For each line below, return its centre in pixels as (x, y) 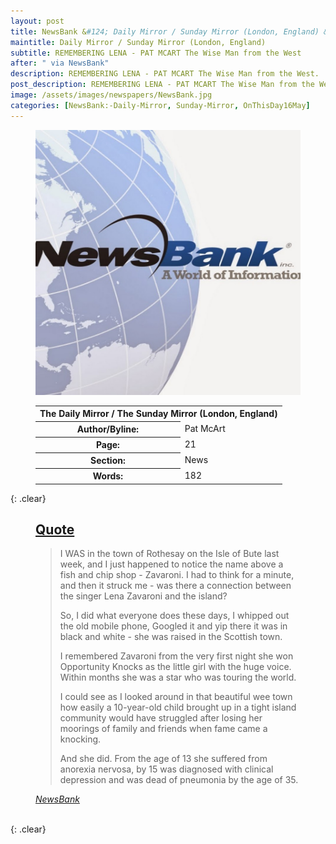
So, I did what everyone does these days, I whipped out (174, 616)
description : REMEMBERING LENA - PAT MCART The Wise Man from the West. (165, 74)
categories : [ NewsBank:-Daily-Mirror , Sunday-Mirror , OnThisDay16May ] (160, 105)
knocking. (80, 739)
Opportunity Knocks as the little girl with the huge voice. (175, 667)
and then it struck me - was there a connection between (175, 586)
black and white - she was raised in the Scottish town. (171, 637)
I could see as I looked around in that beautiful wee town (176, 697)
